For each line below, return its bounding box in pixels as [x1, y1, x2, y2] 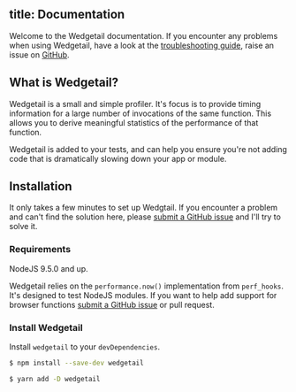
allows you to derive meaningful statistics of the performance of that [9, 117, 259, 127]
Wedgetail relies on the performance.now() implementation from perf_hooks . [9, 281, 285, 291]
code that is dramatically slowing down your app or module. [9, 153, 227, 164]
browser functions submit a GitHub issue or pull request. [9, 299, 215, 310]
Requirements [9, 243, 72, 256]
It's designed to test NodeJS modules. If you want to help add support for [9, 289, 277, 300]
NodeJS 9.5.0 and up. [9, 263, 88, 273]
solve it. [9, 221, 38, 232]
